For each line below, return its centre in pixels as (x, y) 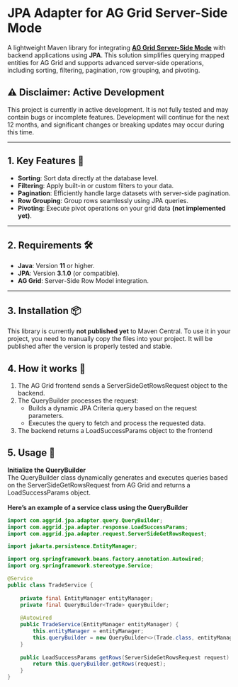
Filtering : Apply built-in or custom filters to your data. (96, 185)
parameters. (46, 416)
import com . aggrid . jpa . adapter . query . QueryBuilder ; (85, 520)
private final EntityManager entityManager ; (87, 598)
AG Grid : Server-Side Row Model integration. (83, 281)
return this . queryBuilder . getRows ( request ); (100, 664)
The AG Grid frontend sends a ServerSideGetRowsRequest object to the (123, 386)
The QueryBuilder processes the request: (78, 400)
